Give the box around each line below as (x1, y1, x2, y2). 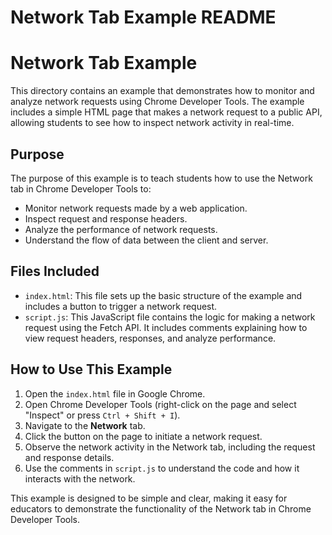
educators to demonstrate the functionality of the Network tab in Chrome (10, 502, 312, 515)
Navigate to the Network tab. (24, 419, 146, 431)
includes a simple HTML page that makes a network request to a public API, (10, 106, 323, 118)
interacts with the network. (24, 472, 136, 485)
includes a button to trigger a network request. (24, 300, 218, 312)
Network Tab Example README (10, 6, 277, 29)
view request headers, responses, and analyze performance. (24, 332, 277, 344)
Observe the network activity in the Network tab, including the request (24, 441, 316, 453)
